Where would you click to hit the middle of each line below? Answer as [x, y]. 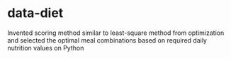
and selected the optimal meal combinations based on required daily [107, 40]
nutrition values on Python [46, 48]
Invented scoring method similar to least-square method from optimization [116, 33]
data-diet [35, 13]
